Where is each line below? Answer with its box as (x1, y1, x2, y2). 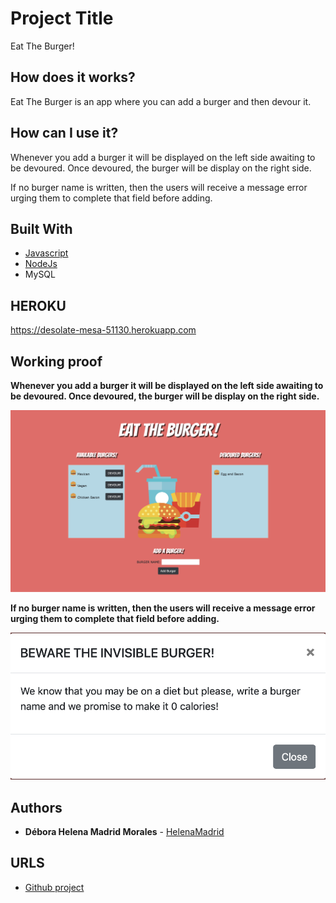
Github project (24, 881, 85, 893)
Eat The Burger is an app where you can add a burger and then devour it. (10, 95, 312, 107)
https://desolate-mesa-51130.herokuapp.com (10, 324, 197, 336)
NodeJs (24, 258, 58, 270)
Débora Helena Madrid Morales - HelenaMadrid (24, 825, 225, 837)
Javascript (24, 247, 69, 259)
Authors (10, 799, 63, 816)
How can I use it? (10, 125, 119, 142)
